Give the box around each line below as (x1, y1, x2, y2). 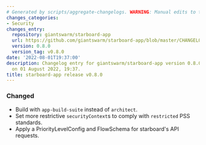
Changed (6, 92, 35, 100)
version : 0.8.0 (12, 43, 51, 50)
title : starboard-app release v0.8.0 (6, 72, 103, 78)
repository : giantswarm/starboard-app (12, 32, 112, 38)
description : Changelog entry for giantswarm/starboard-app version (6, 60, 185, 66)
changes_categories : (6, 15, 59, 21)
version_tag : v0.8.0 (12, 49, 64, 55)
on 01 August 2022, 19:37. (12, 65, 81, 72)
